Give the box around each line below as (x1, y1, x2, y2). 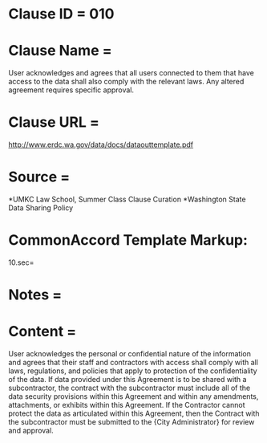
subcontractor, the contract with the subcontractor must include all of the (8, 383, 251, 393)
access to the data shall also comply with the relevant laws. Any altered (8, 77, 245, 87)
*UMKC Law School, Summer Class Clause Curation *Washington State (8, 194, 246, 204)
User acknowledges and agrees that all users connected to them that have (8, 68, 254, 78)
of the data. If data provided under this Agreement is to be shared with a (8, 375, 247, 384)
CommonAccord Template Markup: (8, 231, 249, 250)
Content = (8, 323, 77, 341)
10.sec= (8, 258, 34, 267)
